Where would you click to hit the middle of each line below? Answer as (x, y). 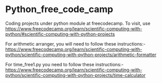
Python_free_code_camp (59, 9)
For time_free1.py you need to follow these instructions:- (64, 64)
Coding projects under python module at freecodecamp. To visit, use (78, 23)
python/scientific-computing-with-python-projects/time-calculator (75, 75)
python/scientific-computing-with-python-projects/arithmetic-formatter (81, 55)
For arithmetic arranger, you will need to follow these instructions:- (75, 44)
